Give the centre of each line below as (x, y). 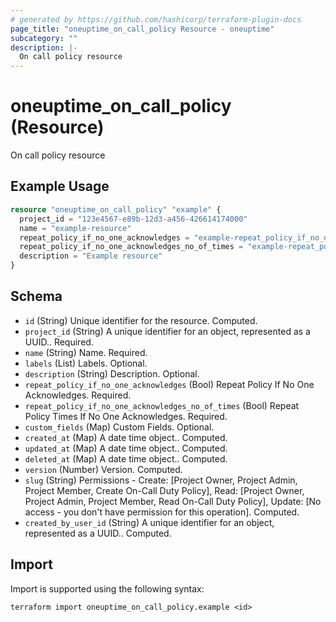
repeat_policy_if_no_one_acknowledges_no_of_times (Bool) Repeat (162, 405)
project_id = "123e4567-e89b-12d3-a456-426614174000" (133, 219)
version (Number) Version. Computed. (103, 469)
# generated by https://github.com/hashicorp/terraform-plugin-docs (156, 19)
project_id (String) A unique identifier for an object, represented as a (167, 331)
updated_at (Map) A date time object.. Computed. (126, 448)
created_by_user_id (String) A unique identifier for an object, (149, 522)
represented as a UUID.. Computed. (98, 533)
